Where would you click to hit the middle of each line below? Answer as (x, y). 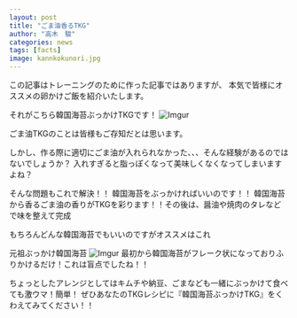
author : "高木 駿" (43, 34)
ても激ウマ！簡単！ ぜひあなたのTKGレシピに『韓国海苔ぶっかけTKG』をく (146, 294)
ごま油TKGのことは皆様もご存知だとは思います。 (98, 133)
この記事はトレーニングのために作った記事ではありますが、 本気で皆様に (142, 85)
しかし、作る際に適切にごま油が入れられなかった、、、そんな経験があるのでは (149, 152)
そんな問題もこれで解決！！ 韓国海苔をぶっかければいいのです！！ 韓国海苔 (147, 193)
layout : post (33, 17)
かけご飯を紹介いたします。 (98, 96)
